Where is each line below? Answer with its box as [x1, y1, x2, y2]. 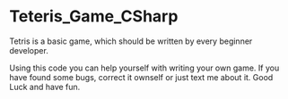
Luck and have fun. [9, 81, 81, 92]
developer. [9, 45, 49, 55]
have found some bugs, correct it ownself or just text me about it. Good [9, 71, 274, 82]
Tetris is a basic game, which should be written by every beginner [9, 36, 253, 46]
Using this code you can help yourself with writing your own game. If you [9, 62, 280, 73]
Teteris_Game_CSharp [9, 6, 179, 27]
